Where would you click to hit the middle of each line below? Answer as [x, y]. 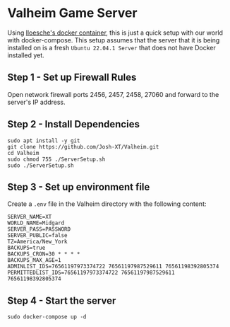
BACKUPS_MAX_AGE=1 [34, 260]
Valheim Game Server [72, 13]
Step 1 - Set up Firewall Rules [72, 78]
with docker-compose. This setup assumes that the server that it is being [114, 40]
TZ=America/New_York [38, 242]
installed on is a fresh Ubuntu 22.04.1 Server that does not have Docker [112, 47]
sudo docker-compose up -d [47, 317]
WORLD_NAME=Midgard [36, 223]
